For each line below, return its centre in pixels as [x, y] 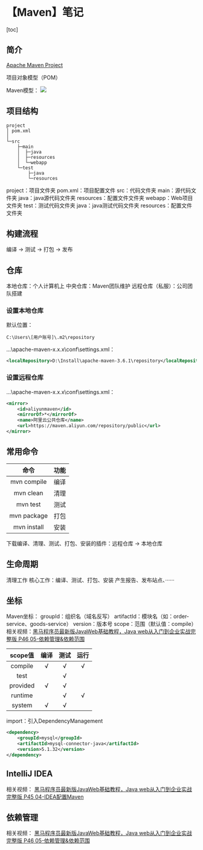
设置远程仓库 [25, 378]
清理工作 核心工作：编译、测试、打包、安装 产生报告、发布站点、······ [91, 580]
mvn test [28, 504]
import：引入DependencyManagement [55, 721]
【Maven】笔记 [45, 12]
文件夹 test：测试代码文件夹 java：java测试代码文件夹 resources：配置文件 [99, 205]
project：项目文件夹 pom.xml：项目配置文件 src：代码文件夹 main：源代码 [99, 190]
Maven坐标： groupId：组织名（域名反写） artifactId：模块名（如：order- [98, 616]
